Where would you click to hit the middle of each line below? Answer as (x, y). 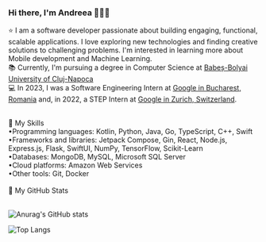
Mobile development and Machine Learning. (80, 59)
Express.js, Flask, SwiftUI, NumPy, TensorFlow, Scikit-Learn (106, 148)
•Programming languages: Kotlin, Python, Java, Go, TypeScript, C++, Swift (130, 132)
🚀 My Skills (26, 123)
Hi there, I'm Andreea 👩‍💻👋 (59, 13)
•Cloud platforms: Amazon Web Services (75, 165)
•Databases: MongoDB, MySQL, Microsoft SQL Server (97, 157)
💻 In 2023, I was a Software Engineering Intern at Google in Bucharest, (125, 88)
